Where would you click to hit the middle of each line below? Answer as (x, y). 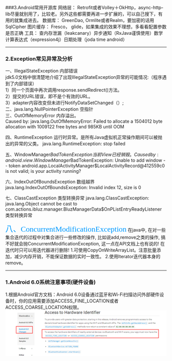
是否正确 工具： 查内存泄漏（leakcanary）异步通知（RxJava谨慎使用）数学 (84, 33)
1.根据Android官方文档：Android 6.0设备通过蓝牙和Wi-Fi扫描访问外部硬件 (82, 294)
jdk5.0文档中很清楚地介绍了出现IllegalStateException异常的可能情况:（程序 (84, 77)
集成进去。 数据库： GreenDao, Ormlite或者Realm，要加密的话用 (87, 20)
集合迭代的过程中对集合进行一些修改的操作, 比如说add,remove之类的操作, (83, 237)
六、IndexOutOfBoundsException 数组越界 (50, 182)
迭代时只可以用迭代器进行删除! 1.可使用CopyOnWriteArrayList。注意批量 (81, 250)
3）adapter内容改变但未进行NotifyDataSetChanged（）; (64, 103)
